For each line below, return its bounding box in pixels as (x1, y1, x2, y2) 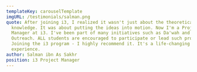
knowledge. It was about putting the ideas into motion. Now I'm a (11, 24, 180, 31)
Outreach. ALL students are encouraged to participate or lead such (11, 35, 182, 41)
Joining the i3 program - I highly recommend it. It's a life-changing (11, 41, 191, 47)
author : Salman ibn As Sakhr (6, 52, 77, 57)
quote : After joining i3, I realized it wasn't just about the (6, 19, 164, 25)
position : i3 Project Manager (6, 57, 80, 63)
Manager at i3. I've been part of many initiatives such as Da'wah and (11, 30, 191, 36)
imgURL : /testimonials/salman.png (6, 14, 91, 20)
